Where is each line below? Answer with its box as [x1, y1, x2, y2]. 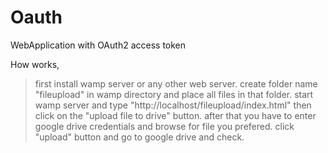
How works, [10, 58, 60, 70]
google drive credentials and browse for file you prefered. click [34, 120, 295, 132]
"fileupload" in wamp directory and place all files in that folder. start [34, 88, 314, 100]
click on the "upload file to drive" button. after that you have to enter [34, 109, 317, 121]
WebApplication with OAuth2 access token [10, 39, 187, 51]
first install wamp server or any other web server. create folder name [34, 77, 318, 90]
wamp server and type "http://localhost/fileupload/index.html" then [34, 99, 312, 111]
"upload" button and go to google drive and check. [34, 131, 245, 143]
